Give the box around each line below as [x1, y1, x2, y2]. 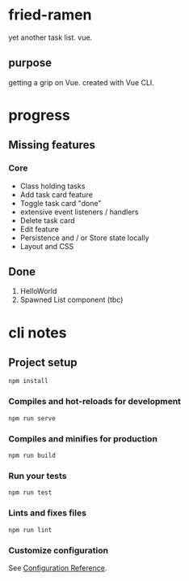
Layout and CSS [19, 241, 74, 251]
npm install [8, 377, 48, 385]
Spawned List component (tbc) [19, 295, 124, 305]
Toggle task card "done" [19, 198, 102, 208]
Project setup [8, 355, 78, 370]
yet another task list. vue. [8, 32, 93, 42]
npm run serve [8, 414, 57, 423]
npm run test [8, 488, 52, 497]
